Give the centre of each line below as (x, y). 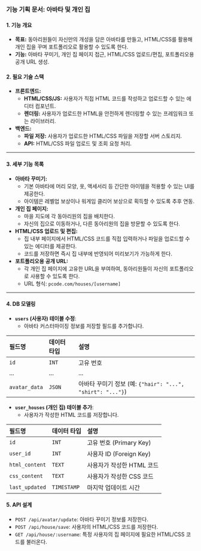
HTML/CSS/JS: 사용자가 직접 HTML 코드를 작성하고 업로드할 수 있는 (104, 99)
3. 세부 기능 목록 (25, 164)
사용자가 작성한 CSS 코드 (120, 476)
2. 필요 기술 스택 (25, 77)
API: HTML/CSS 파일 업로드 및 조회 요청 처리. (78, 144)
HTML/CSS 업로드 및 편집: (46, 231)
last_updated (28, 487)
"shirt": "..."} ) (103, 392)
